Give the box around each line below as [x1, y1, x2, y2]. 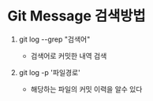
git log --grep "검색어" [18, 34, 91, 44]
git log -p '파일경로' [18, 67, 80, 77]
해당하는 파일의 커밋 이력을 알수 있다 [30, 84, 143, 94]
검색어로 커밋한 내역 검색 [30, 51, 107, 60]
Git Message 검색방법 [7, 7, 146, 25]
